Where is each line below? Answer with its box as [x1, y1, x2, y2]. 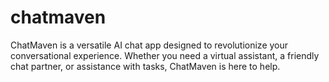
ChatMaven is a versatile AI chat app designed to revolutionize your [10, 39, 289, 51]
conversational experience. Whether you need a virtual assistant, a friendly [10, 49, 320, 61]
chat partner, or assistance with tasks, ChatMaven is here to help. [10, 60, 281, 72]
